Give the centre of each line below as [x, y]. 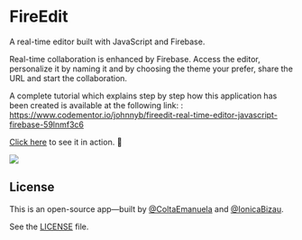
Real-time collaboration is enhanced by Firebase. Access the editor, [135, 59]
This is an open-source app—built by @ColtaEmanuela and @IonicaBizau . [146, 208]
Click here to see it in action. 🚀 [66, 142]
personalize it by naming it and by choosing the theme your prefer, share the [151, 69]
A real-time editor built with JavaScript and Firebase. [107, 42]
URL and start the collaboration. [69, 78]
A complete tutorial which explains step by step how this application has [143, 96]
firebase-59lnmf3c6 [46, 125]
